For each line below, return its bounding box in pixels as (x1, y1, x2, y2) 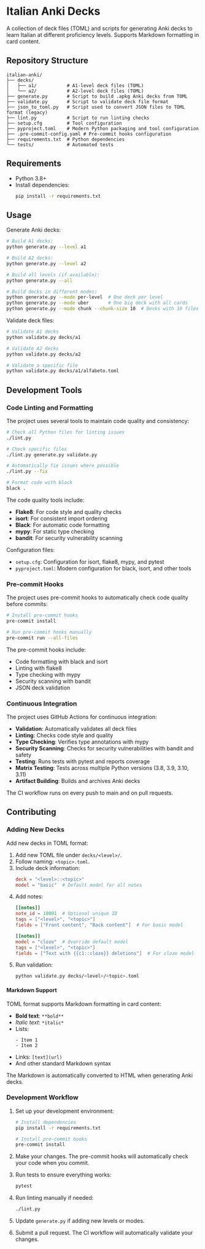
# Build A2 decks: (6, 255, 53, 261)
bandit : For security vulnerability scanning (15, 534, 123, 542)
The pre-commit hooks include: (6, 646, 86, 653)
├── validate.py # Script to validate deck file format (6, 98, 169, 105)
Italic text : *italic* (15, 1018, 64, 1026)
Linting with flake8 (15, 664, 63, 672)
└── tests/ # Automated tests (6, 141, 114, 148)
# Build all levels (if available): (6, 271, 100, 278)
